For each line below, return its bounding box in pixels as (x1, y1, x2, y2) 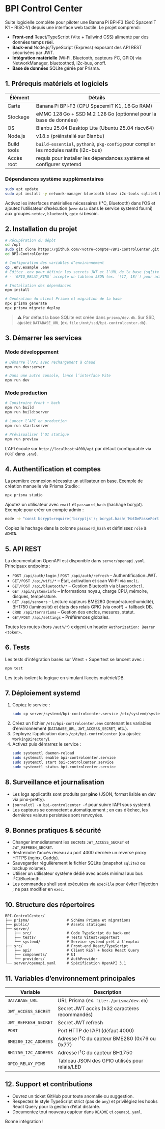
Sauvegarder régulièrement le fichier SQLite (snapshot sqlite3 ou (12, 860, 146, 866)
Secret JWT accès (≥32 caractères (57, 1005, 139, 1012)
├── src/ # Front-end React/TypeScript (5, 944, 129, 949)
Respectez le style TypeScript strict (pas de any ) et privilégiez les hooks (12, 1098, 158, 1104)
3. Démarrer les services (5, 334, 82, 342)
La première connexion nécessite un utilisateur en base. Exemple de (5, 478, 143, 484)
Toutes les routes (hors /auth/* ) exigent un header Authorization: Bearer (5, 624, 156, 630)
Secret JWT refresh (57, 1019, 103, 1026)
